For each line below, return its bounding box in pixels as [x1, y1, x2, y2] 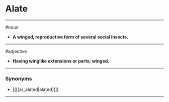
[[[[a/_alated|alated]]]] [12, 86, 59, 92]
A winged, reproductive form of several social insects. [12, 33, 129, 40]
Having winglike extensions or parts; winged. [12, 58, 110, 64]
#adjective [5, 48, 27, 54]
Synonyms [5, 75, 32, 82]
